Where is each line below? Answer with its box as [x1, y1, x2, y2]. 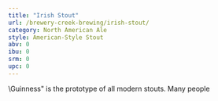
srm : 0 [8, 56, 30, 63]
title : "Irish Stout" [8, 11, 79, 20]
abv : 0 [8, 41, 30, 49]
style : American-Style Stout [8, 33, 104, 41]
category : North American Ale [8, 26, 108, 34]
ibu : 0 [8, 48, 30, 56]
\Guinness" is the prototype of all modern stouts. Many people [8, 84, 210, 93]
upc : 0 [8, 63, 30, 70]
